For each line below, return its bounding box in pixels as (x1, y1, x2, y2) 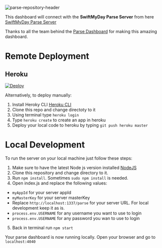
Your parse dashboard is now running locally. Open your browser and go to (5, 234, 156, 240)
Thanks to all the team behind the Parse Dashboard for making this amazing (5, 29, 157, 34)
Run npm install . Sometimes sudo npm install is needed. (12, 175, 128, 181)
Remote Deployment (5, 51, 90, 62)
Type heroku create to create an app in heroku (12, 117, 106, 123)
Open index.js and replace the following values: (12, 180, 108, 186)
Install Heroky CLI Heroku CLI (12, 102, 72, 107)
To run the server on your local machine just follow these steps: (5, 155, 132, 161)
